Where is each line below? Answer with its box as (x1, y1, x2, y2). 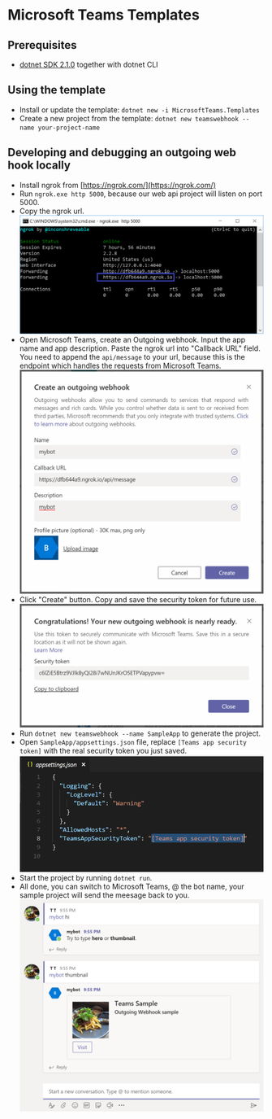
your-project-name (37, 124, 101, 132)
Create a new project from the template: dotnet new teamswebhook (19, 113, 239, 123)
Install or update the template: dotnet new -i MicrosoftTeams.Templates (19, 104, 261, 115)
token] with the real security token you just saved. (19, 746, 188, 756)
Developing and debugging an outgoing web (7, 146, 237, 160)
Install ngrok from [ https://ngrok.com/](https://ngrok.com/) (19, 180, 217, 190)
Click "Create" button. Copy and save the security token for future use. (19, 594, 257, 604)
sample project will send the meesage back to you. (19, 890, 190, 900)
